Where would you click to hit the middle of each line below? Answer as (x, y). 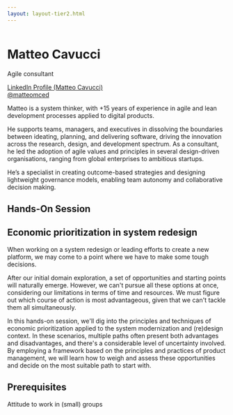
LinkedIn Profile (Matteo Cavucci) (55, 87)
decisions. (22, 264)
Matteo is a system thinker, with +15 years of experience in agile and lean (112, 108)
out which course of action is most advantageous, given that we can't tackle (116, 300)
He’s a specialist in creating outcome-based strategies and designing (106, 172)
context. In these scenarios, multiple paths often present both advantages (113, 335)
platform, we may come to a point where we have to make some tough (108, 257)
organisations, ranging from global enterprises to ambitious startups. (105, 158)
